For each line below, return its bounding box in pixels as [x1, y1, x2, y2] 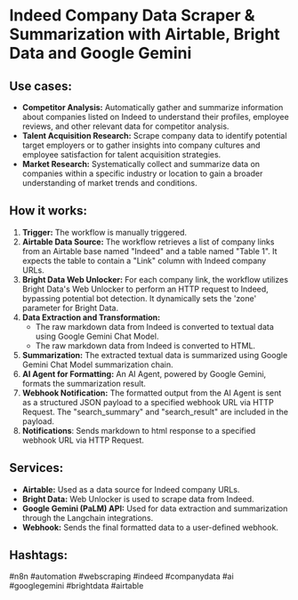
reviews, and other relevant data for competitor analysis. [21, 121, 230, 132]
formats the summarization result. [21, 378, 147, 388]
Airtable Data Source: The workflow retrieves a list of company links [21, 236, 275, 247]
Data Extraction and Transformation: [21, 312, 161, 323]
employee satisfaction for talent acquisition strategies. [21, 149, 221, 160]
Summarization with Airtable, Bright [9, 24, 280, 44]
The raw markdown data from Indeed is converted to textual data [35, 321, 274, 332]
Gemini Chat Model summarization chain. [21, 359, 173, 370]
